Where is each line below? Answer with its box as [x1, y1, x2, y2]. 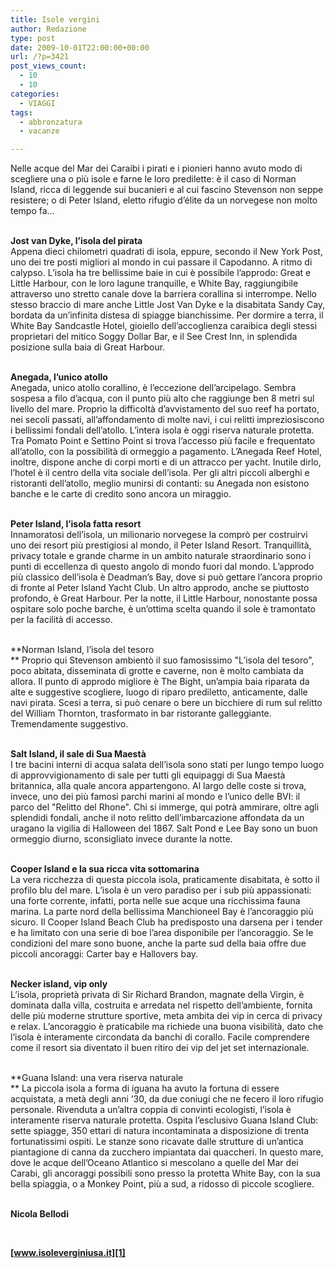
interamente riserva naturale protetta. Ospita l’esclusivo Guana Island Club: [10, 1114, 319, 1126]
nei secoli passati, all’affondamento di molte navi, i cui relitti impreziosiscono [10, 414, 325, 426]
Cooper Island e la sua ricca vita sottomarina [10, 863, 200, 875]
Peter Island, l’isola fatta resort [10, 518, 142, 530]
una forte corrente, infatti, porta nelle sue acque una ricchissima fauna [10, 895, 301, 907]
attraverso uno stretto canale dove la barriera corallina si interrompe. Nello [10, 288, 317, 300]
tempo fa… [10, 205, 55, 217]
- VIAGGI [19, 98, 56, 108]
